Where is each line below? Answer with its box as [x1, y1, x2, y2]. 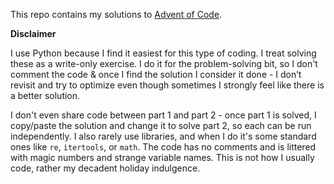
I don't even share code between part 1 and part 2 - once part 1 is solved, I [10, 109, 317, 121]
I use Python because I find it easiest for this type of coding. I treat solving [10, 47, 317, 59]
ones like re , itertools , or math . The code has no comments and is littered [10, 141, 317, 153]
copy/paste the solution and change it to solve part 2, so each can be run [10, 120, 312, 131]
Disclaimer [10, 28, 57, 39]
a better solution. [10, 90, 81, 101]
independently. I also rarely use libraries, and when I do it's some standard [10, 130, 317, 142]
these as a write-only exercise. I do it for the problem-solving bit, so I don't [10, 58, 318, 69]
